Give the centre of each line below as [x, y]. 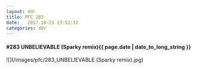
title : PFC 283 [25, 17]
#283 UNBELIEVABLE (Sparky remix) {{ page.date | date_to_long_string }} [99, 47]
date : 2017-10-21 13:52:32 [42, 22]
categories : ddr [26, 28]
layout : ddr [21, 11]
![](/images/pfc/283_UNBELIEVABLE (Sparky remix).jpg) [75, 60]
